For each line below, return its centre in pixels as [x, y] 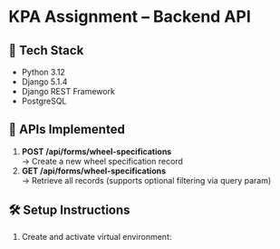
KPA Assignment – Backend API [130, 17]
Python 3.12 [43, 72]
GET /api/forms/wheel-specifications [94, 171]
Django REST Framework [68, 91]
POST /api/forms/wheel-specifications [97, 151]
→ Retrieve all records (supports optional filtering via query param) [146, 180]
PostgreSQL [44, 101]
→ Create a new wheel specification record [102, 161]
